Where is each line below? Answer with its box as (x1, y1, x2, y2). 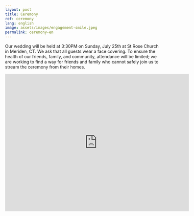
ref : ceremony (5, 16, 34, 21)
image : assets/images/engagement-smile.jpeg (5, 25, 97, 30)
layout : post (5, 7, 32, 12)
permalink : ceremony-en (5, 30, 54, 35)
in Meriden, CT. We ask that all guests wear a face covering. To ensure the (5, 48, 156, 54)
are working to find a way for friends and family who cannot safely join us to (5, 59, 159, 65)
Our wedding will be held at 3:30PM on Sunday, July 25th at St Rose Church (5, 43, 159, 49)
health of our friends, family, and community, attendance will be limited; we (5, 54, 157, 59)
